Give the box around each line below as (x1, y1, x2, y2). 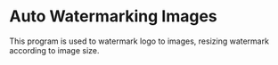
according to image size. (9, 45, 100, 55)
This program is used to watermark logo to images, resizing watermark (9, 36, 270, 46)
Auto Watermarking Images (9, 6, 218, 27)
